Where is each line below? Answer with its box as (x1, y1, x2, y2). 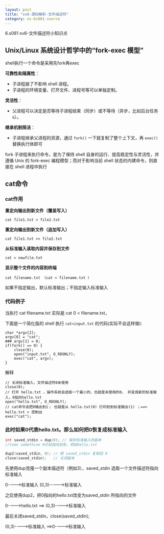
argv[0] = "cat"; (5, 335, 41, 340)
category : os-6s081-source (5, 16, 60, 21)
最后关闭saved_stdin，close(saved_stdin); (5, 513, 90, 519)
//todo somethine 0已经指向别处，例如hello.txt (5, 442, 97, 447)
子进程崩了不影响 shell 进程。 (12, 81, 72, 87)
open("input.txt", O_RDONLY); (14, 352, 76, 357)
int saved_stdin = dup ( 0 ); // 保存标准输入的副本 (5, 438, 102, 443)
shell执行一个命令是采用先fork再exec (5, 60, 80, 66)
